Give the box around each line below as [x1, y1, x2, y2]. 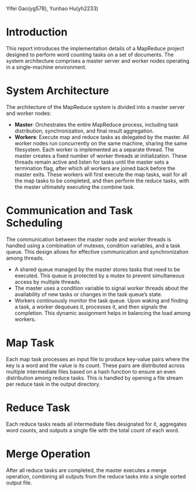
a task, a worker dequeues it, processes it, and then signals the [14, 303, 167, 310]
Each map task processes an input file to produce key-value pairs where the [6, 355, 190, 362]
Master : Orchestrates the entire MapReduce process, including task [14, 121, 179, 128]
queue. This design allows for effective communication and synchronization [6, 248, 189, 255]
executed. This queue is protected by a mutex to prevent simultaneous [14, 272, 185, 279]
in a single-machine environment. [6, 63, 87, 70]
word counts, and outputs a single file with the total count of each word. [6, 426, 180, 433]
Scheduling [6, 216, 63, 230]
